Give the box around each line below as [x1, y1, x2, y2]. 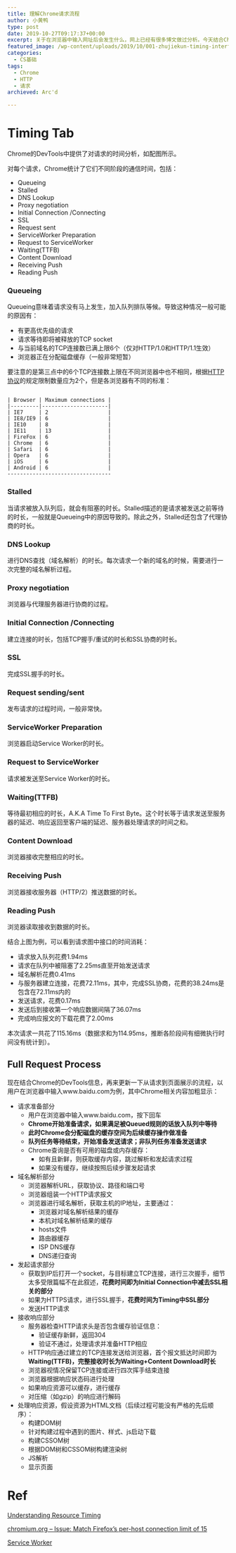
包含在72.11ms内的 [17, 987, 72, 996]
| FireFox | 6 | [7, 433, 112, 440]
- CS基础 [13, 56, 37, 63]
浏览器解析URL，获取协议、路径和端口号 [27, 1181, 145, 1189]
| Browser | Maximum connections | [7, 397, 112, 404]
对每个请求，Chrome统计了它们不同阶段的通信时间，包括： [7, 165, 178, 173]
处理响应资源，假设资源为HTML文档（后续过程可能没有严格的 [17, 1401, 195, 1409]
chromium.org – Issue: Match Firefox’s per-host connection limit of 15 [7, 1524, 207, 1533]
